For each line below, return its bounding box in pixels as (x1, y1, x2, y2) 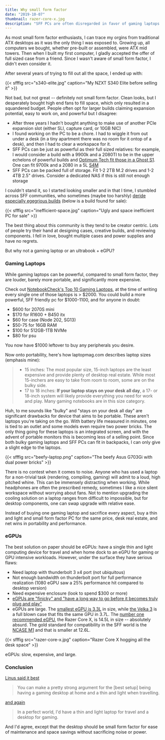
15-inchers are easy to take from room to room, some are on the (24, 377, 155, 383)
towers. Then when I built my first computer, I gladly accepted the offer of (5, 50, 155, 56)
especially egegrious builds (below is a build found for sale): (5, 198, 127, 204)
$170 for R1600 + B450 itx (12, 311, 66, 317)
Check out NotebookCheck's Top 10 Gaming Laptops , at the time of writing (5, 286, 158, 292)
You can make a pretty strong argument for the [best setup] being (17, 685, 151, 691)
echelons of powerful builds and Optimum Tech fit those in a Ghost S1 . (12, 157, 156, 163)
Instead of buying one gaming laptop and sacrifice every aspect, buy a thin (5, 510, 158, 516)
